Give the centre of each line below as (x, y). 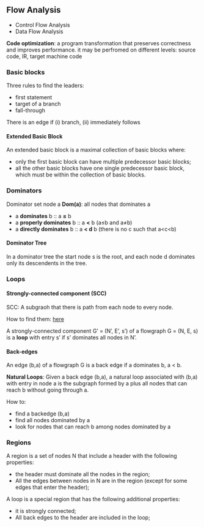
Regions (19, 442)
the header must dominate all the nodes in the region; (82, 474)
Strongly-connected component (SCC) (56, 294)
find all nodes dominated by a (53, 420)
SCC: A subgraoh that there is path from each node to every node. (90, 307)
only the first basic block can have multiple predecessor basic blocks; (103, 162)
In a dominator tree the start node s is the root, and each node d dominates (101, 256)
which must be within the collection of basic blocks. (80, 175)
